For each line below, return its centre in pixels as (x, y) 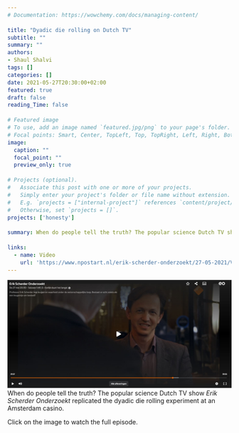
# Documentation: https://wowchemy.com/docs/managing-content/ (103, 15)
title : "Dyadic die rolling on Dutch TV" (70, 30)
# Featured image (33, 120)
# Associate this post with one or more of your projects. (100, 188)
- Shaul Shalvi (30, 60)
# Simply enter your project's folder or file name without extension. (119, 195)
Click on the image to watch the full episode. (73, 422)
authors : (20, 53)
